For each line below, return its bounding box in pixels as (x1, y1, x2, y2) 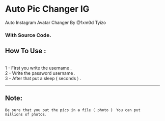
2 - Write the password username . (5, 70, 76, 76)
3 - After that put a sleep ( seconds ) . (5, 75, 82, 81)
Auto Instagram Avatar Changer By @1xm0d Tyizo (5, 20, 107, 25)
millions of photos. (5, 112, 48, 117)
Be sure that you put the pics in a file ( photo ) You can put (5, 108, 141, 113)
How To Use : (5, 47, 46, 55)
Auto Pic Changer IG (5, 3, 90, 15)
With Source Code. (5, 32, 52, 39)
